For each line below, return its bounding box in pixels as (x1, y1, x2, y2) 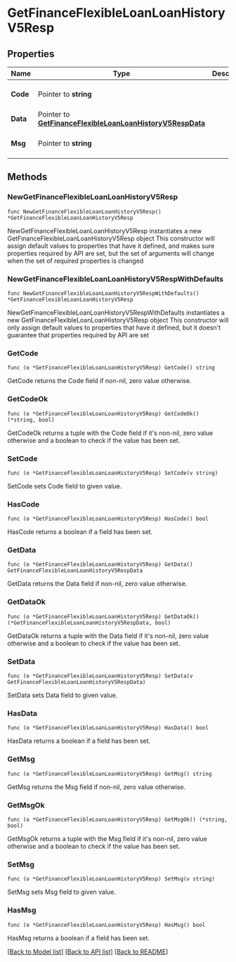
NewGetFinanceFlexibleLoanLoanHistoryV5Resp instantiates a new (7, 226, 202, 235)
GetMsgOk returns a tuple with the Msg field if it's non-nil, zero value (7, 834, 207, 843)
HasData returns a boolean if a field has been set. (7, 736, 151, 746)
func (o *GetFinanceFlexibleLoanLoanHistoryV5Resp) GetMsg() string (7, 770, 212, 777)
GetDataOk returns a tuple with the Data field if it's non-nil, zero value (7, 631, 209, 640)
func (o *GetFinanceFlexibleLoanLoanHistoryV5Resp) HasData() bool (7, 724, 209, 732)
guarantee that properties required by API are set (7, 330, 150, 339)
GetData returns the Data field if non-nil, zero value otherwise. (7, 580, 188, 588)
